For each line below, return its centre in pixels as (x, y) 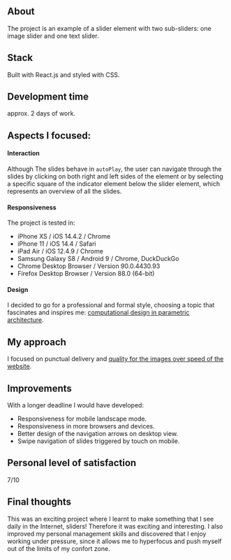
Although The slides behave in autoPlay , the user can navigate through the (114, 169)
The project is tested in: (41, 223)
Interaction (24, 153)
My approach (37, 342)
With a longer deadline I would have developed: (76, 405)
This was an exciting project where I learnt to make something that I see (111, 519)
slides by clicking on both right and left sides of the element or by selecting (115, 176)
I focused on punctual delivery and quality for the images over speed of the (115, 359)
